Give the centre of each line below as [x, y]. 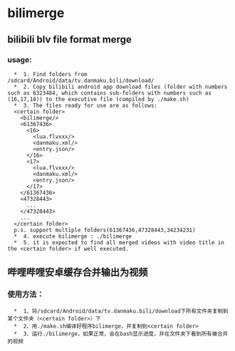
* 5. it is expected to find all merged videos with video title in [119, 242]
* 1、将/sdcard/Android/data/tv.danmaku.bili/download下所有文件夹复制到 [121, 311]
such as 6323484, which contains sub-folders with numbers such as [110, 93]
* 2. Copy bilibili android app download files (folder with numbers [121, 87]
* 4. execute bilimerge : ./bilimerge [73, 236]
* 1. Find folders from [51, 74]
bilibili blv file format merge [69, 40]
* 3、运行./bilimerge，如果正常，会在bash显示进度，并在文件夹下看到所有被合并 [121, 334]
